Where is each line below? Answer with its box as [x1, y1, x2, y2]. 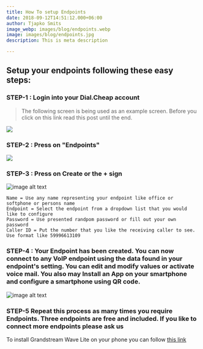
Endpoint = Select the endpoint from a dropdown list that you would [6, 206, 188, 212]
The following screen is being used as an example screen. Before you [21, 107, 197, 114]
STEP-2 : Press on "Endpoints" [6, 140, 100, 149]
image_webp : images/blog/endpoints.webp [6, 26, 111, 32]
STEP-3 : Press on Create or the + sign [6, 169, 122, 178]
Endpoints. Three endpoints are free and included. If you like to [6, 314, 197, 323]
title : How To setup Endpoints [6, 9, 86, 15]
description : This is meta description [6, 37, 108, 43]
